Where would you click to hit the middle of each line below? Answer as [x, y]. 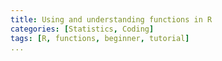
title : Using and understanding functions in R [111, 19]
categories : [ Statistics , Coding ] [82, 29]
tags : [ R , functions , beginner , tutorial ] [100, 38]
